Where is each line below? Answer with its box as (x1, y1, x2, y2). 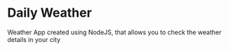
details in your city (7, 35, 61, 43)
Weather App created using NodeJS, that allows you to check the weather (7, 28, 222, 36)
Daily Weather (7, 5, 93, 21)
